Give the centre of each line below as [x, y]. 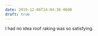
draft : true [17, 14]
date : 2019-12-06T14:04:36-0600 [39, 10]
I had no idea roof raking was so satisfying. [49, 28]
